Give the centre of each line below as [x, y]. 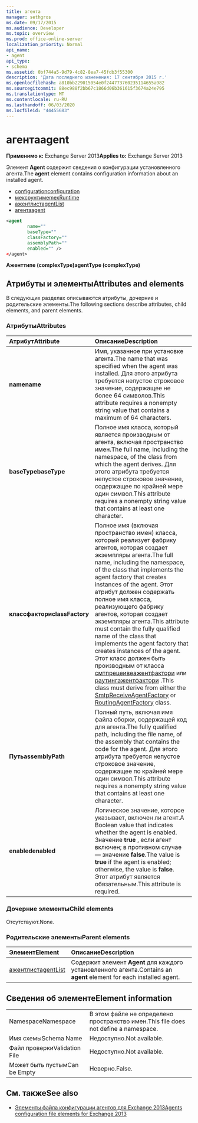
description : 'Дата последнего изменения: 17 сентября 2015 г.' [87, 77]
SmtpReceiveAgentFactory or [136, 695]
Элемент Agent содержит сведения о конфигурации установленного [93, 167]
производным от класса [129, 665]
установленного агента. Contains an [122, 970]
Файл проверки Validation [45, 1047]
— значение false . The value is [137, 854]
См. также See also [42, 1093]
